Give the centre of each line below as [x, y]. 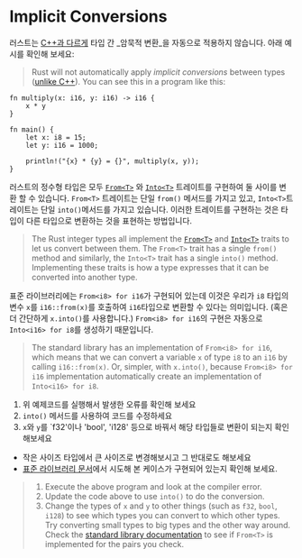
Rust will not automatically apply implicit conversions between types [158, 72]
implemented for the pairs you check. [114, 544]
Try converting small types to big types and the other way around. [168, 525]
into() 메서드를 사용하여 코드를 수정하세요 [97, 416]
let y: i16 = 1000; [62, 145]
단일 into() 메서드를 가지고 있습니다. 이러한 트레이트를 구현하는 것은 [160, 209]
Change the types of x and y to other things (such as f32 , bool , [161, 506]
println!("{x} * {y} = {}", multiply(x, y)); [113, 161]
